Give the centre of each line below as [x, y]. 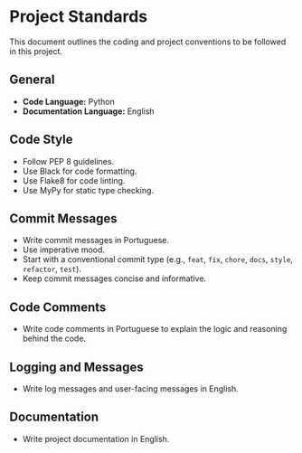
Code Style [41, 140]
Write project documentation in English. [96, 439]
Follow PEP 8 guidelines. [68, 161]
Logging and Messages [77, 367]
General [33, 80]
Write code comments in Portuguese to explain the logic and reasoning [155, 329]
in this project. [36, 51]
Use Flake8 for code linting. [74, 180]
